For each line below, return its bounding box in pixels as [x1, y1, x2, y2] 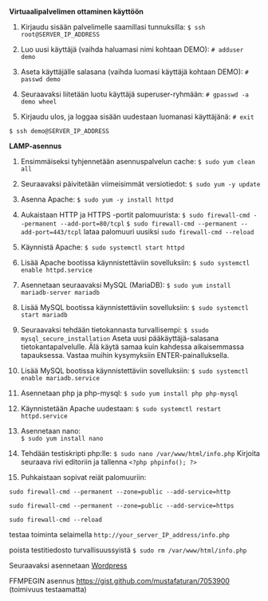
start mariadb [20, 311, 68, 319]
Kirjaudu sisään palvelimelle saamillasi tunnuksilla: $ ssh [20, 22, 206, 31]
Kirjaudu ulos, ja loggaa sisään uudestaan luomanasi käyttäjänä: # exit [20, 112, 254, 121]
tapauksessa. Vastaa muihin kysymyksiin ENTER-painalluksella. [20, 351, 230, 359]
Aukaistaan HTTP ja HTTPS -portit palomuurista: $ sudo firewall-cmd [20, 210, 250, 219]
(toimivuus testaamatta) [9, 585, 87, 594]
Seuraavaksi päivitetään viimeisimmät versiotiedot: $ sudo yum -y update [20, 179, 261, 188]
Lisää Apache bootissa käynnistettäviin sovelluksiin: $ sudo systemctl [20, 258, 250, 267]
